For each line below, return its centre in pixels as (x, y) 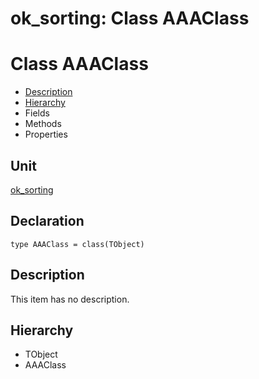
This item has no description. (70, 299)
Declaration (47, 221)
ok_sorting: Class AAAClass (130, 18)
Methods (43, 124)
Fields (37, 113)
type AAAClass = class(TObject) (77, 244)
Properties (46, 134)
